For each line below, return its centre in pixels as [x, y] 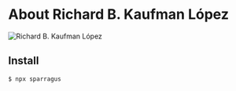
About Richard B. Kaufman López [119, 15]
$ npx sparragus [35, 79]
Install [24, 61]
